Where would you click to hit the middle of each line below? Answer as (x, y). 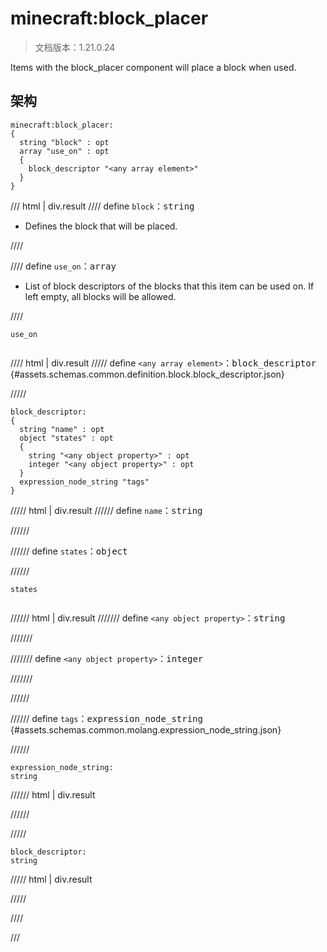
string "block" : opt (64, 142)
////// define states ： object (69, 551)
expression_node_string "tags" (84, 482)
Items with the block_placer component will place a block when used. (153, 67)
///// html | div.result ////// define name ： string (106, 510)
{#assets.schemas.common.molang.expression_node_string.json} (146, 729)
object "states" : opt (66, 438)
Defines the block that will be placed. (101, 226)
